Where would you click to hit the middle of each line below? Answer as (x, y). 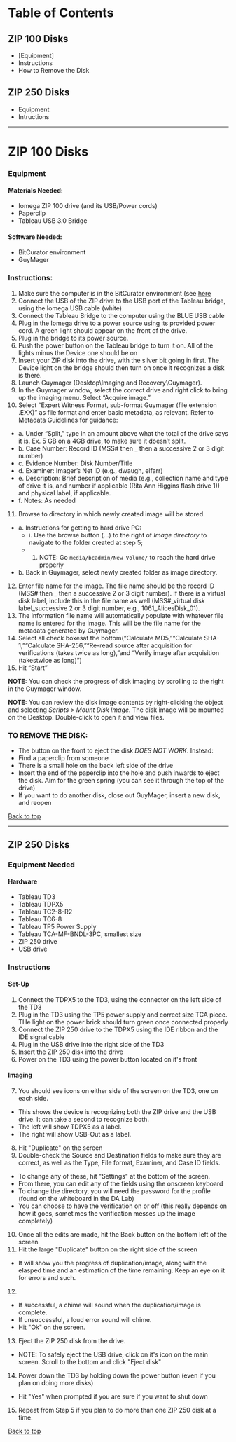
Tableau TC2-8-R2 (45, 912)
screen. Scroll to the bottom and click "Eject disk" (90, 1361)
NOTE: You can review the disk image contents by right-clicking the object (116, 702)
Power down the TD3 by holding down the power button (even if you (117, 1375)
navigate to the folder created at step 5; (85, 542)
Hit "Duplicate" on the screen (60, 1148)
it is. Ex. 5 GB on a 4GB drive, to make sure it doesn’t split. (102, 441)
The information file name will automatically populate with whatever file (121, 615)
